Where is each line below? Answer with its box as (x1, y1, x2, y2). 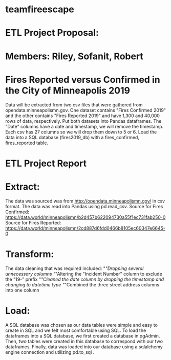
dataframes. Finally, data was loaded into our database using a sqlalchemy (5, 344, 163, 350)
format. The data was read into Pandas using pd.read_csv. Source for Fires (5, 203, 163, 209)
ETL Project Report (5, 157, 87, 169)
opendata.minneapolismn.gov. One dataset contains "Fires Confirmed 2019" (5, 107, 166, 113)
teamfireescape (5, 4, 74, 15)
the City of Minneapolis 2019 (5, 84, 131, 96)
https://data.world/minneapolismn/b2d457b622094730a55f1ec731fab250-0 (5, 214, 166, 220)
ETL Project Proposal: (5, 27, 99, 39)
